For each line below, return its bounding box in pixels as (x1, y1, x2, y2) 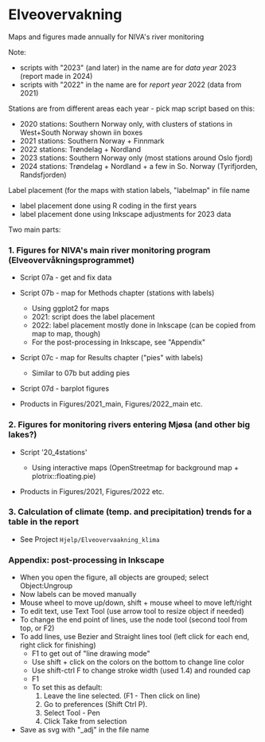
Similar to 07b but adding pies (31, 368, 130, 378)
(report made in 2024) (19, 71, 93, 80)
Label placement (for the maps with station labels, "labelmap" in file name (8, 185, 251, 194)
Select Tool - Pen (43, 708, 101, 718)
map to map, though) (31, 329, 101, 339)
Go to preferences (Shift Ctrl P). (43, 700, 148, 709)
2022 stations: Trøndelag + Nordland (19, 144, 142, 154)
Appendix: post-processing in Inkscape (8, 554, 165, 565)
